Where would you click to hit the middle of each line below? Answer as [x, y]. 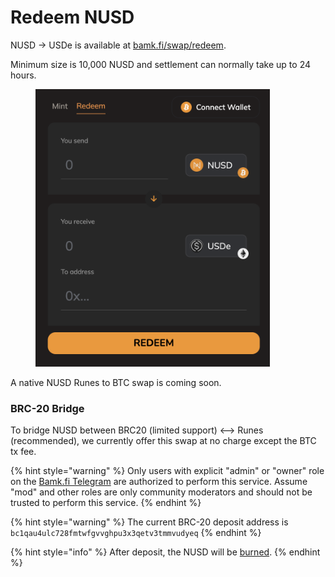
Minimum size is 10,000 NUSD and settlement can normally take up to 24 [161, 64]
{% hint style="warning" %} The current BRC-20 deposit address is [149, 522]
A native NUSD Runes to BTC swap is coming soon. [116, 382]
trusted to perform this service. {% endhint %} [106, 503]
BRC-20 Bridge [47, 408]
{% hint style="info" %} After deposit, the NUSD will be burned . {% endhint [165, 552]
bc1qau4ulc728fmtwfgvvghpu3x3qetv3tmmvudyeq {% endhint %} [136, 533]
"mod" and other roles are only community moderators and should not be [161, 492]
